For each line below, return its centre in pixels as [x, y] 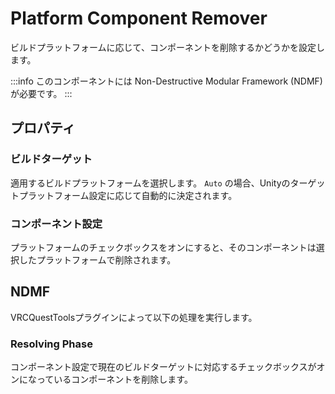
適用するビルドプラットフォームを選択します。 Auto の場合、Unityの [150, 183]
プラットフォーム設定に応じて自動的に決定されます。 [128, 195]
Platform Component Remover [139, 18]
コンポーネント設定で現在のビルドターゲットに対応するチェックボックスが [163, 367]
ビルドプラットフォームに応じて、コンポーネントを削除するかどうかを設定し [167, 47]
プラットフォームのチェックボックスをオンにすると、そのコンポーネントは [163, 247]
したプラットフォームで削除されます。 [97, 259]
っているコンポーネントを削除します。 [114, 379]
